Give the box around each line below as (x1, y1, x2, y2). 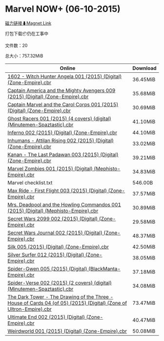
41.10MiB (132, 118, 156, 125)
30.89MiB (132, 204, 156, 211)
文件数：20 (5, 43, 28, 48)
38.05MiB (132, 254, 156, 261)
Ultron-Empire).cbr (7, 305, 52, 312)
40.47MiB (132, 317, 156, 323)
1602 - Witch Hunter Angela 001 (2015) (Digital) (7, 73, 122, 80)
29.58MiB (132, 218, 156, 225)
